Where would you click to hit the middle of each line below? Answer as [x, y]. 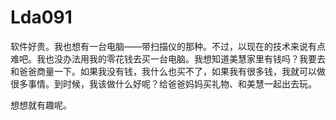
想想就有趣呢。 [41, 105]
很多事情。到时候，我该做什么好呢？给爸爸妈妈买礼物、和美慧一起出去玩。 [163, 83]
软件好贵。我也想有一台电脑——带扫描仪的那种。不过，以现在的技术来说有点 [168, 46]
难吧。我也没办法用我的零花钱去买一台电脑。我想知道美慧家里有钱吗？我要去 [168, 58]
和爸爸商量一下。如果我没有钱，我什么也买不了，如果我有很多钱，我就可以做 [168, 71]
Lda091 [41, 17]
